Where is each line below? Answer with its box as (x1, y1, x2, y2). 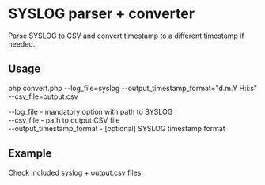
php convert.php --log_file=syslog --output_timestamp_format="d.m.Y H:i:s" (8, 83, 258, 92)
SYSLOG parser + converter (8, 5, 195, 23)
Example (8, 147, 52, 160)
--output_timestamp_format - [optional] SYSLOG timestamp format (8, 123, 225, 133)
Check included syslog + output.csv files (8, 168, 142, 177)
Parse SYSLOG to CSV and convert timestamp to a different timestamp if (8, 31, 244, 40)
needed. (8, 39, 36, 48)
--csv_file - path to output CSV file (8, 115, 120, 125)
